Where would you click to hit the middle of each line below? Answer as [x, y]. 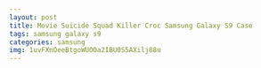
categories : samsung [48, 42]
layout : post [33, 17]
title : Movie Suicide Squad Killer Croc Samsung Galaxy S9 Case [131, 26]
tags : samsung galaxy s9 [55, 34]
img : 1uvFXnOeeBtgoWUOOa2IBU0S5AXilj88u [86, 50]
